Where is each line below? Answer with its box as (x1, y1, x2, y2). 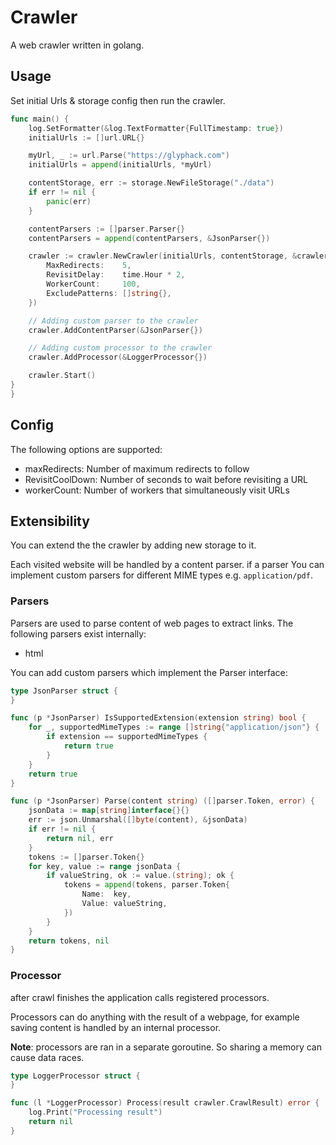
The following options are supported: (10, 443, 163, 455)
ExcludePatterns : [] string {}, (46, 288, 172, 298)
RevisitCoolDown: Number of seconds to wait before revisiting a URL (24, 473, 309, 485)
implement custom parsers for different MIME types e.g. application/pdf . (10, 569, 313, 581)
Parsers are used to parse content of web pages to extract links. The (10, 617, 294, 629)
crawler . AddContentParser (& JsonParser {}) (28, 325, 203, 335)
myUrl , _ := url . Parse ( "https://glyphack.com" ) (28, 151, 230, 161)
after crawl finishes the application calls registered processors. (10, 991, 270, 1003)
